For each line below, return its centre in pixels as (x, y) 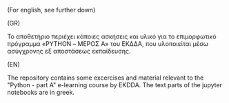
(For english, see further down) (51, 10)
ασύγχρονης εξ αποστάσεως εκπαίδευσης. (69, 51)
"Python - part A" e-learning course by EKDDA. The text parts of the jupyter (115, 85)
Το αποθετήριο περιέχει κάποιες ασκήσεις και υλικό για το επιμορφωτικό (112, 36)
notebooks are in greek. (41, 92)
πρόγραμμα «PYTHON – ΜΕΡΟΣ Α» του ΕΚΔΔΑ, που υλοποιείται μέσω (108, 44)
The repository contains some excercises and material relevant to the (106, 78)
